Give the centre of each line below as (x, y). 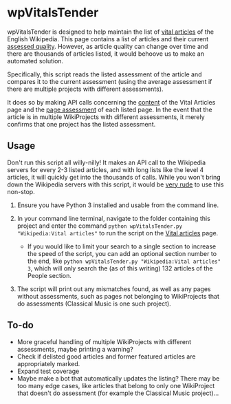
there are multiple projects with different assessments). (85, 89)
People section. (49, 275)
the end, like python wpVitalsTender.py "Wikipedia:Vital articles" (124, 261)
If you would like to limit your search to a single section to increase (122, 246)
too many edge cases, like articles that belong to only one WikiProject (116, 385)
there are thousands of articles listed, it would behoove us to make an (106, 54)
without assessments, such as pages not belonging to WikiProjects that (118, 296)
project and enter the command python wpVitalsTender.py (100, 226)
